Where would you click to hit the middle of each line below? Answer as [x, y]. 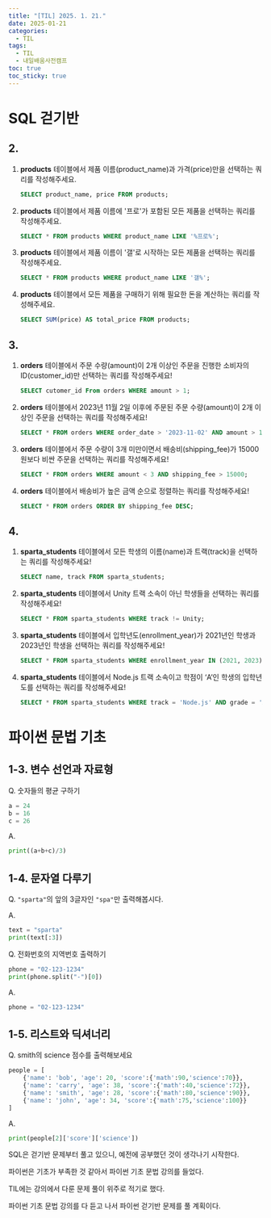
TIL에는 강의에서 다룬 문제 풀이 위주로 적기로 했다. [87, 1189]
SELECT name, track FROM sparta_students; [92, 577]
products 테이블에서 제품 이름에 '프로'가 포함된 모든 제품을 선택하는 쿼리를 [138, 211]
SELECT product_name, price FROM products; [94, 195]
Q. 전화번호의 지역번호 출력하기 [57, 954]
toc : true [25, 69]
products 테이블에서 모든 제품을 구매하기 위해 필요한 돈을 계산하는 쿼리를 [135, 295]
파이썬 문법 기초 [57, 737]
